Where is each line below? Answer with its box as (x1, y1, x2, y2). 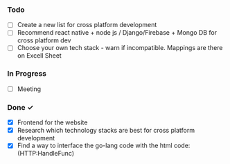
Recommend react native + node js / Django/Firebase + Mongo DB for (17, 28, 217, 37)
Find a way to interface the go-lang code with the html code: (17, 141, 191, 150)
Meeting (17, 85, 42, 93)
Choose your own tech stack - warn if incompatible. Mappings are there (17, 44, 223, 52)
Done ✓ (7, 102, 34, 112)
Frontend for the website (17, 118, 88, 126)
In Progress (7, 69, 47, 79)
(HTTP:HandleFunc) (17, 149, 75, 158)
